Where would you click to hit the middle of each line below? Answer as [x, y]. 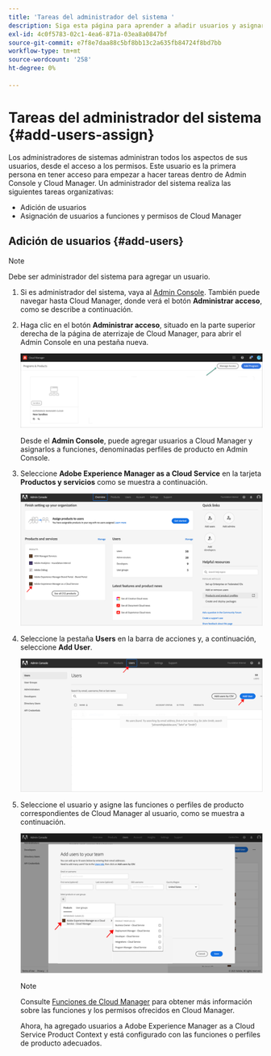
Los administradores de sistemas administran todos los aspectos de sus [128, 157]
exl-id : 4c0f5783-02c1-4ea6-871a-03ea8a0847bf [88, 34]
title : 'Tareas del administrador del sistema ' [92, 17]
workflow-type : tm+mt [45, 51]
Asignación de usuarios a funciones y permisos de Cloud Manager [131, 216]
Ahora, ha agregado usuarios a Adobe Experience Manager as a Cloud [138, 1026]
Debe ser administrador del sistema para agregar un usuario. [110, 276]
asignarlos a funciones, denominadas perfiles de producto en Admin [134, 449]
